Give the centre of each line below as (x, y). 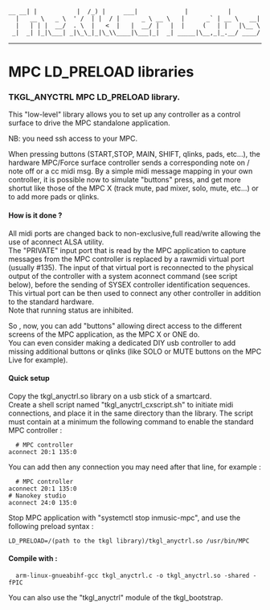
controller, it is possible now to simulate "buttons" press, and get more (125, 180)
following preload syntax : (51, 526)
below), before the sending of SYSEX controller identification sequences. (129, 285)
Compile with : (33, 559)
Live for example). (38, 360)
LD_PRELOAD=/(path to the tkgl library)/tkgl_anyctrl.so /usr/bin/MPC (129, 541)
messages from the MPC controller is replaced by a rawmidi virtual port (127, 259)
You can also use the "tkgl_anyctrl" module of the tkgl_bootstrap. (116, 598)
